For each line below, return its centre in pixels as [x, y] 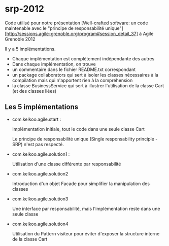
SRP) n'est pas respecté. [38, 144]
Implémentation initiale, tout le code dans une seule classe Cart [78, 129]
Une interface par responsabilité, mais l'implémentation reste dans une [86, 208]
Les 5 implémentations [42, 107]
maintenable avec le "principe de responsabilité [55, 28]
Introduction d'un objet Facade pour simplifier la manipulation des [81, 184]
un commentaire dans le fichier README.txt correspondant [74, 69]
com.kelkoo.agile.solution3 [40, 199]
